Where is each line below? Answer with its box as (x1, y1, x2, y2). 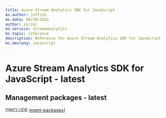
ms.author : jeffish (5, 12, 47, 17)
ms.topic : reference (5, 31, 50, 36)
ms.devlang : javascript (5, 41, 56, 46)
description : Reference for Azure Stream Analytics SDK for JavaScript (5, 36, 161, 41)
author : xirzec (5, 21, 38, 27)
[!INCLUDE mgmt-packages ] (5, 107, 65, 113)
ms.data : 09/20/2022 (5, 17, 50, 22)
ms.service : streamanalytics (5, 26, 67, 32)
